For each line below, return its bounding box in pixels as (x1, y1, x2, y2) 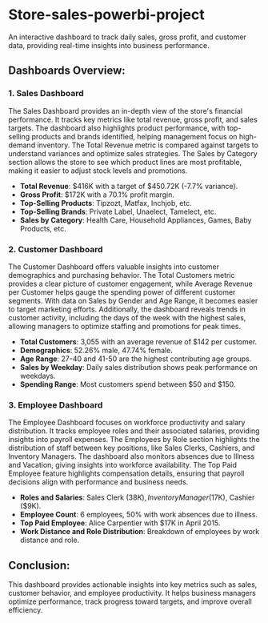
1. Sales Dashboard (8, 88, 84, 99)
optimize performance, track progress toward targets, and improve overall (8, 597, 252, 606)
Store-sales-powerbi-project (8, 6, 206, 24)
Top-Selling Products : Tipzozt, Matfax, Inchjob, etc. (19, 198, 192, 207)
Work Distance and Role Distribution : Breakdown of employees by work (19, 527, 260, 537)
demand (8, 140, 36, 150)
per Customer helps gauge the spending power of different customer (8, 287, 236, 297)
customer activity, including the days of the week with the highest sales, (8, 312, 246, 322)
